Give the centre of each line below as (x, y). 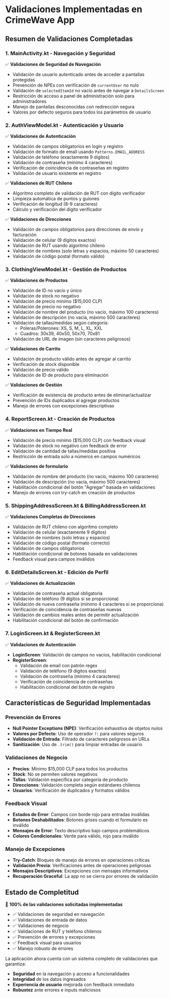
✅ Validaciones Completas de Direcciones (50, 517)
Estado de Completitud (42, 892)
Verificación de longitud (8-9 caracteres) (55, 204)
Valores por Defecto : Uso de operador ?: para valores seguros (78, 734)
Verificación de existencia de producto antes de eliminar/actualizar (82, 395)
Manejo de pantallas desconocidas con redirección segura (73, 106)
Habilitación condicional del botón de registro (67, 687)
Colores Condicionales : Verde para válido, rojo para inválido (76, 836)
